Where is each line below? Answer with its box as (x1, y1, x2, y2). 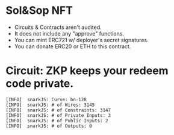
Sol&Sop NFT (5, 4, 73, 17)
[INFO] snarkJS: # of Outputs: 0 (5, 123, 93, 129)
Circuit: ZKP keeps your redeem (5, 64, 169, 78)
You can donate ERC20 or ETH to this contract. (14, 43, 131, 50)
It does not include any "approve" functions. (14, 30, 125, 37)
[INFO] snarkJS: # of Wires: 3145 (5, 102, 95, 108)
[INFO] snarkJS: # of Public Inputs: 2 (5, 118, 109, 124)
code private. (5, 77, 74, 90)
